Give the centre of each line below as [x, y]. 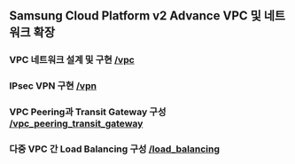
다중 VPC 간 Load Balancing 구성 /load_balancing [114, 149]
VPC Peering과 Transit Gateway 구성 [88, 112]
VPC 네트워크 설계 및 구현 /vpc [72, 60]
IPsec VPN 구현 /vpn [53, 86]
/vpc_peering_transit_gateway [76, 124]
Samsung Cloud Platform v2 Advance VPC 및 [135, 16]
